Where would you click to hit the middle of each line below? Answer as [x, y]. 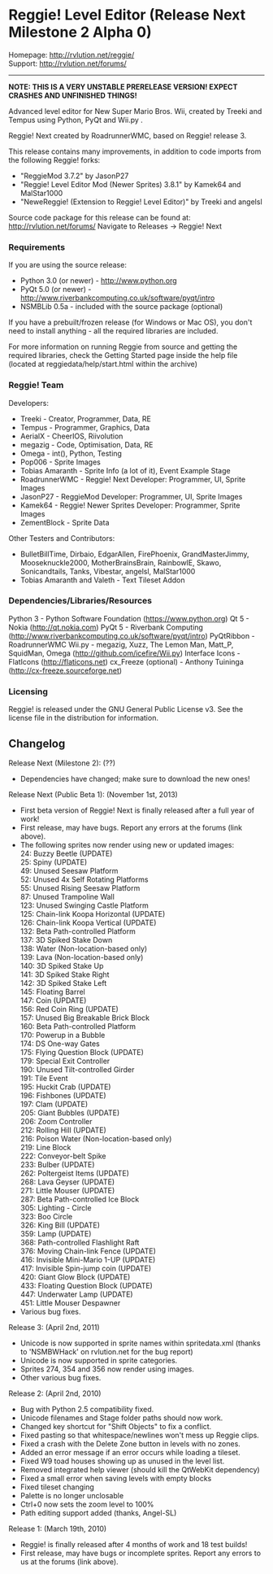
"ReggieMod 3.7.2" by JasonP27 [74, 176]
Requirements [37, 247]
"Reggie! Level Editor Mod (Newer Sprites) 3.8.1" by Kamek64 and [130, 184]
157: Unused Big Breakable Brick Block [85, 1018]
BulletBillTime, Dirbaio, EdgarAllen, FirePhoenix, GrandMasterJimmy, [134, 554]
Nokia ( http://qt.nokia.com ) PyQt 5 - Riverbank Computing [106, 627]
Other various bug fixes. [61, 1377]
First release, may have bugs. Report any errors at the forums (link [131, 827]
